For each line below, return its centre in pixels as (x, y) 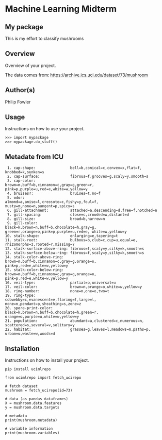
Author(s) (20, 90)
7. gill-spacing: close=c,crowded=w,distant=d (68, 215)
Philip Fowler (18, 102)
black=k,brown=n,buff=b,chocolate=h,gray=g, (51, 228)
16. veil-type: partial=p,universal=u (61, 283)
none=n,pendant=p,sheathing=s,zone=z (43, 304)
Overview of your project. (31, 65)
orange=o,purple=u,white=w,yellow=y (42, 317)
